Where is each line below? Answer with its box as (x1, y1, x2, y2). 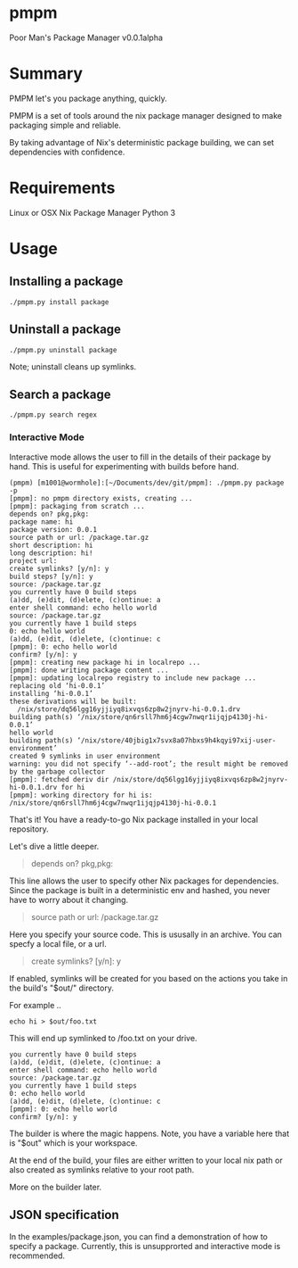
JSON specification (9, 1207, 120, 1222)
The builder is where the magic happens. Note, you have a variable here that (9, 1128, 290, 1139)
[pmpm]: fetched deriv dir (9, 775, 109, 783)
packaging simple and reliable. (9, 120, 122, 130)
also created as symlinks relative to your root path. (9, 1164, 195, 1175)
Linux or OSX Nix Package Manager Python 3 (9, 207, 176, 218)
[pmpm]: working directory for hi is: (9, 791, 153, 800)
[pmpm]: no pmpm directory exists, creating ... (9, 493, 193, 502)
